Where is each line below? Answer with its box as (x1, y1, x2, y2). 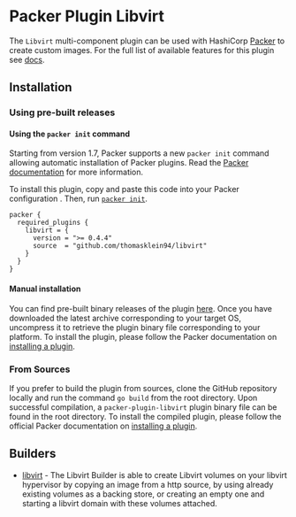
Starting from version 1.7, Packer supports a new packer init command (9, 148, 269, 158)
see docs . (9, 54, 46, 65)
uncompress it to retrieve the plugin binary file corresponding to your (9, 321, 261, 333)
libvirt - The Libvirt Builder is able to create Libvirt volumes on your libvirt (21, 469, 287, 480)
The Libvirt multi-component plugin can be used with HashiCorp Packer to (9, 35, 285, 46)
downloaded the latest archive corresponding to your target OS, (9, 313, 241, 323)
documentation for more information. (9, 166, 144, 178)
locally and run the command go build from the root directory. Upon (9, 392, 258, 403)
